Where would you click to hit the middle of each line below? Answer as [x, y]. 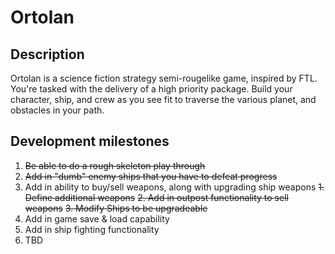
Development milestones [90, 141]
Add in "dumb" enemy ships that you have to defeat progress [151, 176]
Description [47, 54]
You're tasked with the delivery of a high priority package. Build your [151, 89]
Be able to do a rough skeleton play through [115, 165]
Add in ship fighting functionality [92, 229]
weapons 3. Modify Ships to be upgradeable [116, 208]
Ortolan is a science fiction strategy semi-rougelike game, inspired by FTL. [164, 78]
